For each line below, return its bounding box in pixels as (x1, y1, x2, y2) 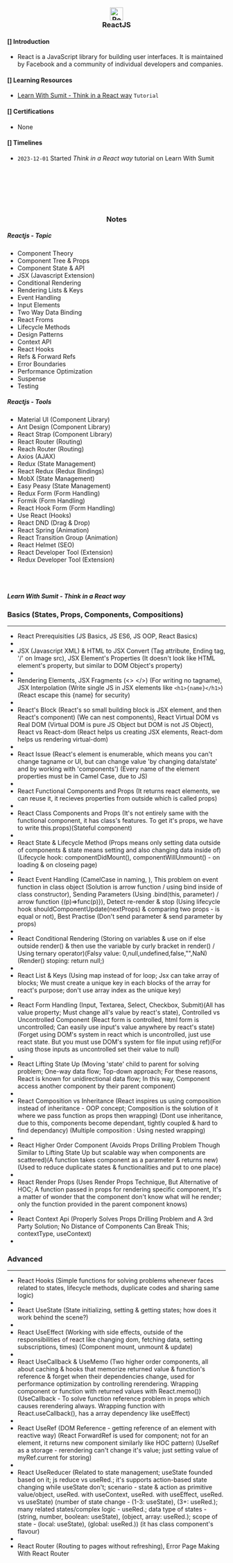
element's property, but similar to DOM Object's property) (17, 661, 183, 669)
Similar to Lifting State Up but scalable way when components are (17, 1148, 206, 1156)
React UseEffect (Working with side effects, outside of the (17, 1328, 184, 1337)
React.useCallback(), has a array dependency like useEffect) (17, 1410, 191, 1418)
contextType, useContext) (17, 1229, 92, 1237)
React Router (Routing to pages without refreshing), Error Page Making (17, 1542, 220, 1551)
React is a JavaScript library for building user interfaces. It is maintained (17, 53, 223, 61)
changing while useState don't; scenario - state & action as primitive (17, 1483, 213, 1491)
